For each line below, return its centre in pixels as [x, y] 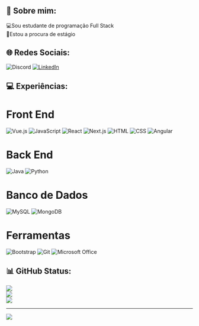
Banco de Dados [47, 195]
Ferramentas [38, 236]
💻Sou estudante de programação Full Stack [60, 25]
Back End [30, 155]
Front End [31, 114]
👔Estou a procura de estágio [41, 34]
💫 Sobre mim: [31, 11]
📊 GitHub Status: [39, 271]
